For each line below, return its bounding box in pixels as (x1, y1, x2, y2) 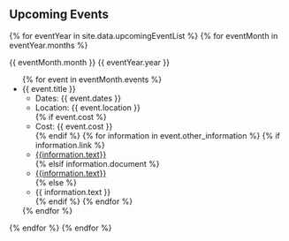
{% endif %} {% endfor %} (34, 196, 133, 207)
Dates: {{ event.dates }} (34, 93, 122, 103)
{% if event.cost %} (34, 111, 108, 122)
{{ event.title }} (21, 83, 77, 94)
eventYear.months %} (9, 40, 88, 50)
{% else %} (34, 177, 78, 188)
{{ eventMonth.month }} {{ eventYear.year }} (9, 56, 171, 67)
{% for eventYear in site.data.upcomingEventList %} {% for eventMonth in (9, 30, 278, 41)
